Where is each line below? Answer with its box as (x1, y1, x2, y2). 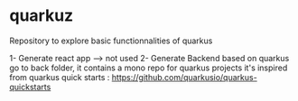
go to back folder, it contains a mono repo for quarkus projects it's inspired (9, 62, 288, 73)
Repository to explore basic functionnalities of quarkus (9, 35, 213, 46)
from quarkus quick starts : (9, 71, 110, 82)
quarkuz (9, 5, 74, 26)
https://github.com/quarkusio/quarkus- (111, 71, 257, 82)
